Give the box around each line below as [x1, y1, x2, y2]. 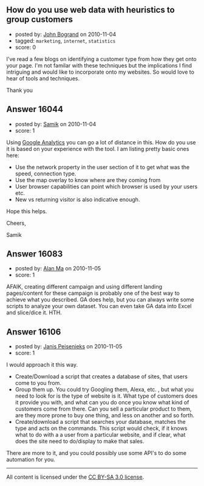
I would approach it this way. [6, 361, 78, 368]
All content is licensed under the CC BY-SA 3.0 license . [6, 473, 144, 481]
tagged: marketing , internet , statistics [15, 37, 116, 44]
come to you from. [15, 379, 62, 387]
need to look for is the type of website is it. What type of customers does [15, 392, 198, 400]
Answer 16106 [6, 326, 61, 337]
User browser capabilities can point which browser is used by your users [15, 183, 198, 190]
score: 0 [15, 43, 36, 51]
